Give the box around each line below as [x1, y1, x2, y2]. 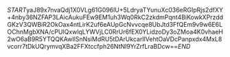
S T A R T [7, 6, 27, 14]
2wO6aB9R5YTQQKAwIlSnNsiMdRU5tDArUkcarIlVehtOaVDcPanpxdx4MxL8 [7, 35, 222, 43]
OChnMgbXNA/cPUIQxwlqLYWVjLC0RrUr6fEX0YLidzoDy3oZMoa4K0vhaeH [7, 27, 223, 36]
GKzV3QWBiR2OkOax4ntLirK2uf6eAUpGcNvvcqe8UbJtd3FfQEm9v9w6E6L [7, 21, 223, 28]
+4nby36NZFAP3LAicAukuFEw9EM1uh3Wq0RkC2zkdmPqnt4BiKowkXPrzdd [7, 13, 224, 21]
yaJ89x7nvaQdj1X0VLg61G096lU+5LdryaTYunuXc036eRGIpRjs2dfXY [26, 6, 223, 14]
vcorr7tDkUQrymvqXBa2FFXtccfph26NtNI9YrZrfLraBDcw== [7, 43, 179, 50]
